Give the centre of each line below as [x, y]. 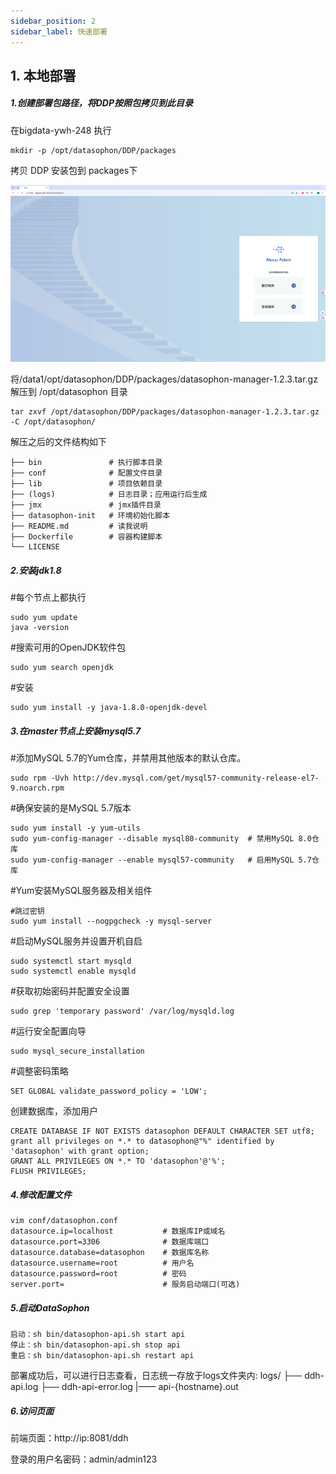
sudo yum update [44, 618]
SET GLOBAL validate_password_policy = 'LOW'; [109, 1091]
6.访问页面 [32, 1411]
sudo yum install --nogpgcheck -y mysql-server [111, 921]
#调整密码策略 [39, 1071]
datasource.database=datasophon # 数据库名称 [110, 1253]
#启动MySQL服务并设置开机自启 [76, 941]
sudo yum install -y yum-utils [75, 828]
